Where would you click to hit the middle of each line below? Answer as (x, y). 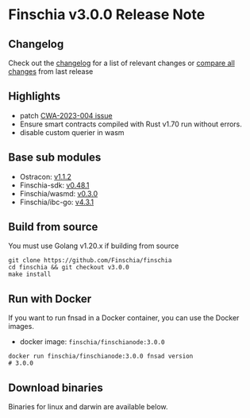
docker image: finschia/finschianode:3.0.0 (92, 342)
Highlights (35, 97)
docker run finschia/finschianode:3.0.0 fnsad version (101, 356)
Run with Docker (50, 298)
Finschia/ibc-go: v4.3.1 (56, 202)
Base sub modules (55, 158)
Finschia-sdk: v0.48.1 (54, 185)
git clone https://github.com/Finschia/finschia (90, 261)
